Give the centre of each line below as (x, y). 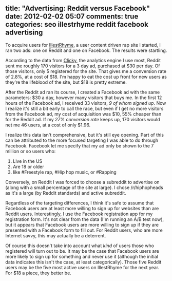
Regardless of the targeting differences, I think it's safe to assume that (80, 203)
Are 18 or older (28, 166)
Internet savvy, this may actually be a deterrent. (56, 235)
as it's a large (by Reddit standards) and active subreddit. (66, 193)
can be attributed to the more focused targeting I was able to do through (82, 140)
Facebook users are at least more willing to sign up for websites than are (82, 208)
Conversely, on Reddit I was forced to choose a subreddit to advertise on (83, 182)
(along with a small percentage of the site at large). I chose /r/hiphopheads (84, 188)
